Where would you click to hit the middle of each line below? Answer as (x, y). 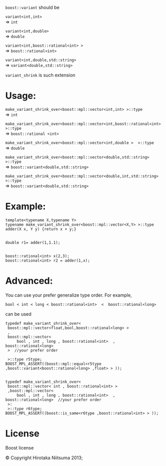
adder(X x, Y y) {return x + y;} (41, 229)
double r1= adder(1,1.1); (33, 242)
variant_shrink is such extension (40, 75)
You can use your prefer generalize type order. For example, (69, 295)
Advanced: (29, 281)
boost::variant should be (32, 7)
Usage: (21, 96)
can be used (18, 314)
